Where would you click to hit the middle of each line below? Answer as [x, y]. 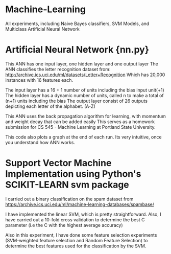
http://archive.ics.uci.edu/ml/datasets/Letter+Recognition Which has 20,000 [85, 75]
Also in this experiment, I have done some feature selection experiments [81, 235]
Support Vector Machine [58, 163]
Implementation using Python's [73, 174]
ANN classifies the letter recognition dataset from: [58, 69]
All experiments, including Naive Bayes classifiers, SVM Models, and [77, 24]
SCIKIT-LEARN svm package [67, 185]
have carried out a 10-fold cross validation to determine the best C [75, 220]
